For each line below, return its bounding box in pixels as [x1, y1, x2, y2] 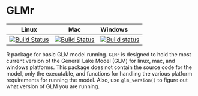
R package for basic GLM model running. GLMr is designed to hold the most [6, 50, 191, 58]
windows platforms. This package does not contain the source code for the [6, 64, 192, 71]
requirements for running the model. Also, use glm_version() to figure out [6, 76, 188, 83]
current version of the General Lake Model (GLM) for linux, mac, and [6, 57, 175, 64]
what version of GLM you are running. [6, 82, 100, 90]
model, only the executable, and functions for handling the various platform [6, 70, 193, 77]
